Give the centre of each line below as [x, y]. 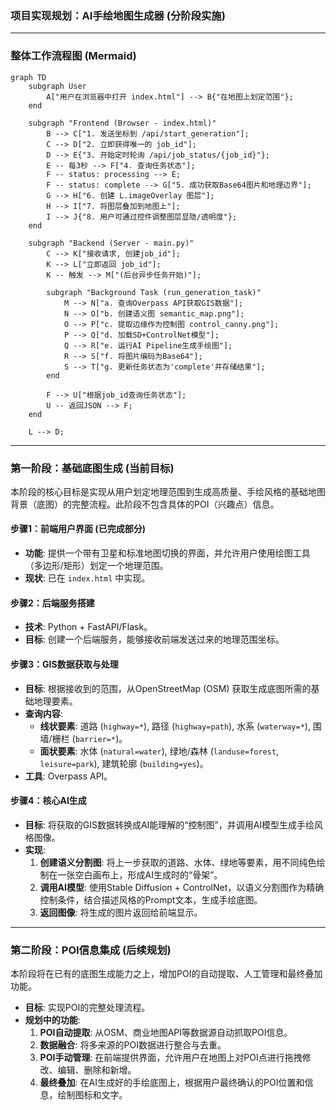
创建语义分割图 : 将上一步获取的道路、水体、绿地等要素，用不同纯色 [178, 862]
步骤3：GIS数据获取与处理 [64, 664]
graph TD [28, 77]
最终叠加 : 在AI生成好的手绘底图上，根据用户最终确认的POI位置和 [172, 1082]
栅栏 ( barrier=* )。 [89, 738]
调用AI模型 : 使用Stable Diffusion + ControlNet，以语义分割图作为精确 [182, 887]
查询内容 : [43, 713]
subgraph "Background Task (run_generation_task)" [154, 292]
